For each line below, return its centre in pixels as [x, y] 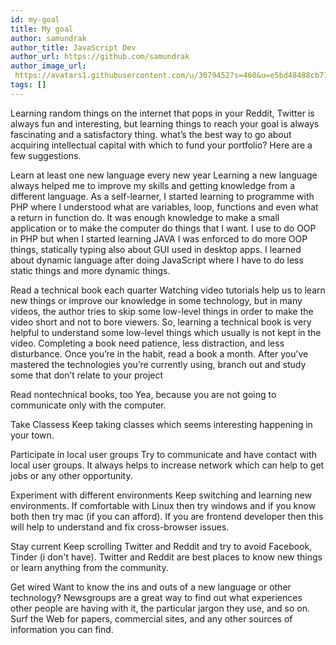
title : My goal [42, 29]
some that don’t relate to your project [87, 375]
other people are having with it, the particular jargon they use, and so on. [160, 608]
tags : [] [28, 85]
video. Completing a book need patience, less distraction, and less [147, 343]
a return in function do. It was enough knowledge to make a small [145, 217]
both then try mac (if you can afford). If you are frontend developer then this [167, 516]
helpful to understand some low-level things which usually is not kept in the [166, 332]
